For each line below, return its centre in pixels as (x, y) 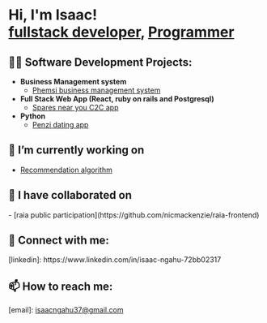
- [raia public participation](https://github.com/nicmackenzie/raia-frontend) (134, 215)
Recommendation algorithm (66, 170)
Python (33, 116)
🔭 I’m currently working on (76, 151)
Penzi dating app (60, 125)
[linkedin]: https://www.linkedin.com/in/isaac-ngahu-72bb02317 (115, 260)
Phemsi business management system (96, 90)
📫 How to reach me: (61, 286)
